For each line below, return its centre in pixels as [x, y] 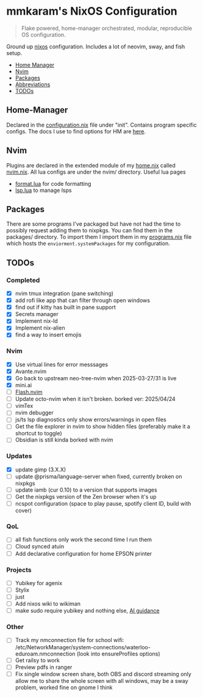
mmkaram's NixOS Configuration [92, 11]
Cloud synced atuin [40, 547]
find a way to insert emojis [48, 335]
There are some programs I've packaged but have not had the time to [94, 224]
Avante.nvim [31, 371]
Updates [19, 456]
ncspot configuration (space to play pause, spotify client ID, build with [103, 504]
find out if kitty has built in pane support [65, 308]
